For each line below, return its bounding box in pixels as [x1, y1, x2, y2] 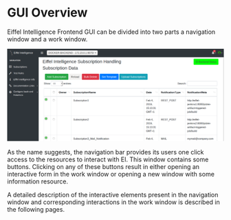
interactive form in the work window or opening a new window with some [7, 170, 215, 179]
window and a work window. [7, 34, 88, 43]
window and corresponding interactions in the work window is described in [7, 198, 220, 206]
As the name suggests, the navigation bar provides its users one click [7, 148, 204, 157]
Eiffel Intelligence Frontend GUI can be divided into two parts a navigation [7, 28, 216, 36]
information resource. [7, 177, 69, 186]
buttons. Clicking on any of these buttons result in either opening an [7, 163, 200, 171]
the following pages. [7, 206, 65, 214]
